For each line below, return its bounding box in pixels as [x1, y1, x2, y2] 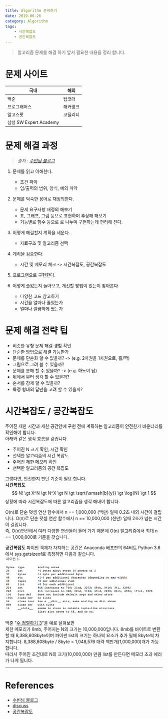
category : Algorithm [5, 18, 48, 23]
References [5, 680, 54, 692]
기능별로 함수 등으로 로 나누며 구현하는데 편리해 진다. [19, 219, 123, 225]
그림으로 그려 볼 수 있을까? [12, 361, 64, 367]
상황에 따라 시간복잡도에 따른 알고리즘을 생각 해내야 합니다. [5, 498, 120, 504]
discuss [12, 703, 29, 709]
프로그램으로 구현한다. [12, 272, 56, 278]
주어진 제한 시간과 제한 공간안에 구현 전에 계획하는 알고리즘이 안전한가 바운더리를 [5, 423, 163, 429]
